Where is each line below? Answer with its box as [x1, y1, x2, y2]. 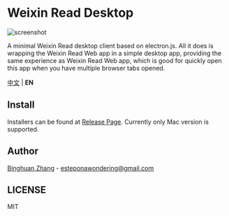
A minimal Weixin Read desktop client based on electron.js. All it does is [7, 41, 214, 50]
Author [7, 145, 38, 157]
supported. [7, 124, 39, 134]
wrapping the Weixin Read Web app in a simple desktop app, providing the [7, 49, 222, 57]
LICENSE [7, 184, 47, 196]
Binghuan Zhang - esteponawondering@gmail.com [7, 164, 154, 172]
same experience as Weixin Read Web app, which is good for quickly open [7, 56, 222, 64]
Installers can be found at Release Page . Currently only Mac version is [7, 117, 209, 126]
